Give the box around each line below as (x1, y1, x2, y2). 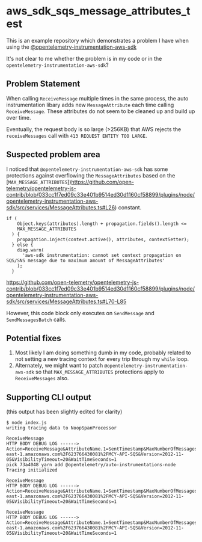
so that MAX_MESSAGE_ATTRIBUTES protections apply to (35, 368, 164, 375)
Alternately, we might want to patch (14, 362, 103, 369)
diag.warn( (17, 247, 44, 253)
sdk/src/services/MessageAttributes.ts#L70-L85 (6, 298, 127, 305)
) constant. (114, 203, 142, 211)
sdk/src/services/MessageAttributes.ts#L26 (6, 203, 115, 211)
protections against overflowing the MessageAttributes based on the (6, 171, 176, 179)
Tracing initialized (6, 467, 58, 473)
